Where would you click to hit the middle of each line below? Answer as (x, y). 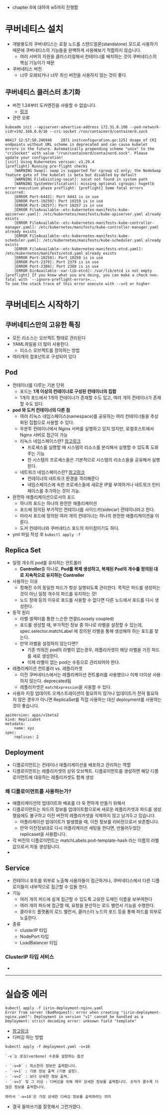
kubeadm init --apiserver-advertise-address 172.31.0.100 (66, 127)
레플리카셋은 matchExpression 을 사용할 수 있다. (66, 687)
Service (17, 868)
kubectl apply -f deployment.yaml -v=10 (48, 1046)
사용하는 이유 (25, 582)
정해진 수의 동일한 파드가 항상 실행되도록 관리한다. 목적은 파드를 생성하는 (90, 588)
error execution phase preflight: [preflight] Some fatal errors (74, 188)
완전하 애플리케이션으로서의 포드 (44, 497)
